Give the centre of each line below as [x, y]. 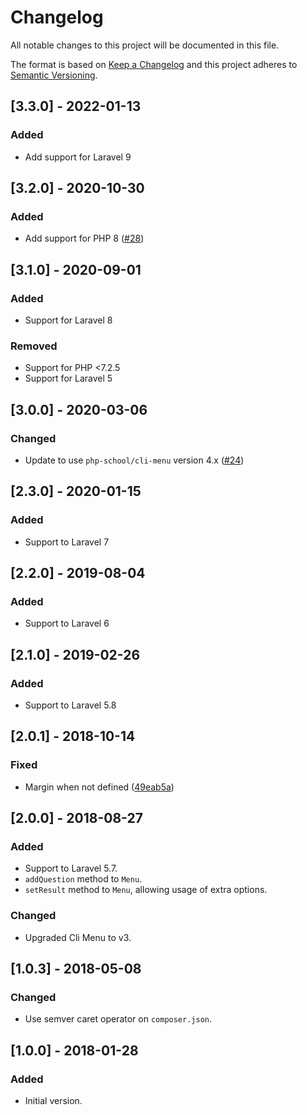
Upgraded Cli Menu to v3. [78, 937]
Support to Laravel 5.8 [70, 705]
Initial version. [53, 1101]
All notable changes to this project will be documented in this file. [145, 45]
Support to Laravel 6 [67, 623]
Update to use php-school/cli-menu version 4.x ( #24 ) [134, 460]
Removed [34, 346]
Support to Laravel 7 [67, 542]
